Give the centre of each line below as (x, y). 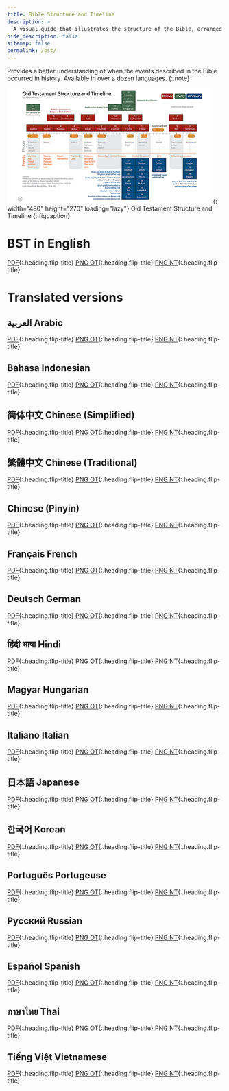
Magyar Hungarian (48, 690)
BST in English (49, 244)
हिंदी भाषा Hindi (34, 645)
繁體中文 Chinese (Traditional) (72, 463)
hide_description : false (43, 36)
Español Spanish (44, 966)
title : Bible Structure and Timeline (61, 14)
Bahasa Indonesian (49, 368)
